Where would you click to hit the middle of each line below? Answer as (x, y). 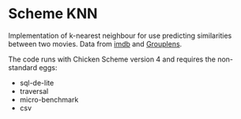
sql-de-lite (37, 83)
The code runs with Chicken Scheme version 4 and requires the (112, 59)
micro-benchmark (49, 99)
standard (23, 67)
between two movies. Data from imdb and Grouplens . (95, 43)
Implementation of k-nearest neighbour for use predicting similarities (120, 35)
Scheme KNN (53, 14)
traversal (34, 91)
